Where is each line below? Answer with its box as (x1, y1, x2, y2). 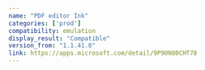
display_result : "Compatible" (8, 34, 111, 43)
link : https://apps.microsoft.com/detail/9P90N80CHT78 (8, 49, 198, 57)
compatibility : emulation (8, 27, 96, 35)
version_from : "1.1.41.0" (8, 42, 96, 50)
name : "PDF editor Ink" (8, 11, 89, 20)
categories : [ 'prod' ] (8, 19, 82, 27)
